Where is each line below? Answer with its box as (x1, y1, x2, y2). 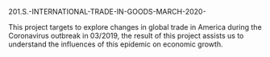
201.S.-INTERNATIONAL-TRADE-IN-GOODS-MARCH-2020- (8, 7, 207, 16)
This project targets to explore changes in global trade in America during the (8, 22, 262, 31)
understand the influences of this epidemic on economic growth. (8, 39, 223, 49)
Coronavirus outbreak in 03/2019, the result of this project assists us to (8, 31, 244, 40)
